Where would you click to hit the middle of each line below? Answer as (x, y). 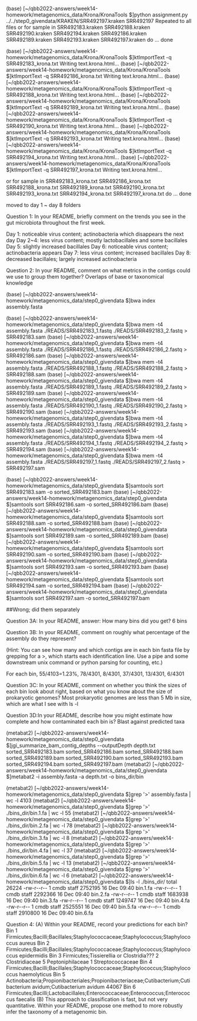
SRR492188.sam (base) (34, 374)
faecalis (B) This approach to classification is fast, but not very (92, 999)
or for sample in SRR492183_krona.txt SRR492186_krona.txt (79, 181)
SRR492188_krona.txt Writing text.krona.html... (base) (71, 95)
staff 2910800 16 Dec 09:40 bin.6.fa (50, 913)
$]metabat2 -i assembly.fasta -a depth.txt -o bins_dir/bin (75, 776)
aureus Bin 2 (34, 943)
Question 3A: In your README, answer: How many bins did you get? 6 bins (97, 621)
